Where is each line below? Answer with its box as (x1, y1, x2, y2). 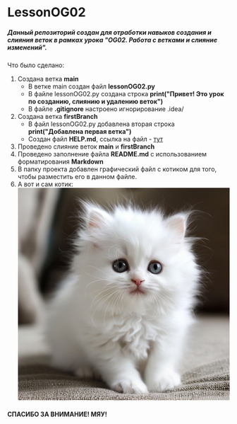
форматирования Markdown (17, 157, 104, 166)
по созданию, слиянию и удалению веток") (28, 97, 164, 106)
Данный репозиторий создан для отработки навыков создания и (7, 28, 212, 36)
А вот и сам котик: (17, 180, 74, 188)
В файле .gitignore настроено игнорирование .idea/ (28, 105, 184, 113)
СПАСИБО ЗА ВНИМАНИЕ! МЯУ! (7, 410, 107, 418)
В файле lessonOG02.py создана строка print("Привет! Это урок (28, 90, 224, 98)
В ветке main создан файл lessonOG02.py (28, 82, 155, 91)
